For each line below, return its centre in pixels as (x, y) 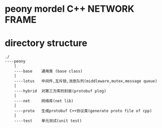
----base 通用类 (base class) (48, 71)
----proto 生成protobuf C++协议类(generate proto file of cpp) (83, 111)
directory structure (46, 43)
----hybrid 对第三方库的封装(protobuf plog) (60, 91)
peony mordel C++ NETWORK (70, 9)
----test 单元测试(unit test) (48, 121)
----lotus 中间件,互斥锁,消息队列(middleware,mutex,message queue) (86, 81)
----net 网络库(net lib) (44, 101)
